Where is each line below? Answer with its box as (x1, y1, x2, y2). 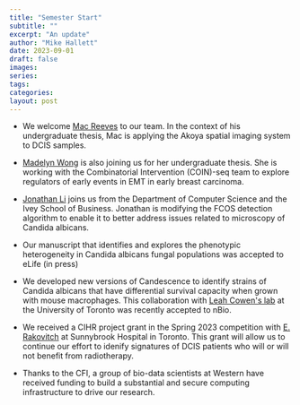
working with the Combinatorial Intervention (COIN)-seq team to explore (22, 167, 290, 177)
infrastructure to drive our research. (22, 387, 155, 398)
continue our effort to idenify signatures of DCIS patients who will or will (22, 341, 289, 352)
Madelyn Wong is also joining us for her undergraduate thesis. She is (22, 158, 278, 168)
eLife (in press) (22, 259, 79, 270)
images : (9, 64, 39, 73)
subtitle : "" (9, 22, 58, 30)
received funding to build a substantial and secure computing (22, 377, 250, 388)
